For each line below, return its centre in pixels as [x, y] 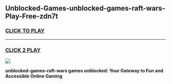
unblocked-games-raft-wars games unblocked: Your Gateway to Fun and [84, 70]
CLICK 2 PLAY [23, 50]
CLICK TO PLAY [25, 31]
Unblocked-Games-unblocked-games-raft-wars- [85, 8]
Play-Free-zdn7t [32, 17]
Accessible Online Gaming [34, 76]
